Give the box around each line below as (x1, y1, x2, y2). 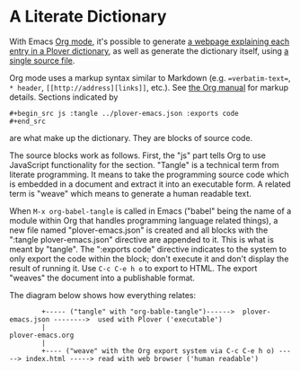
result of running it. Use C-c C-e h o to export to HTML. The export (9, 262, 258, 273)
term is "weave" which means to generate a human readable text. (9, 188, 251, 199)
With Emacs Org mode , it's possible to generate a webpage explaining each (9, 36, 290, 47)
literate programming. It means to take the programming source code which (9, 169, 289, 180)
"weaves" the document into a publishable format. (9, 272, 196, 283)
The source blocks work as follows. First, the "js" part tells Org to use (9, 150, 267, 161)
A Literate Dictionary (9, 6, 167, 27)
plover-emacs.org (9, 331, 75, 340)
